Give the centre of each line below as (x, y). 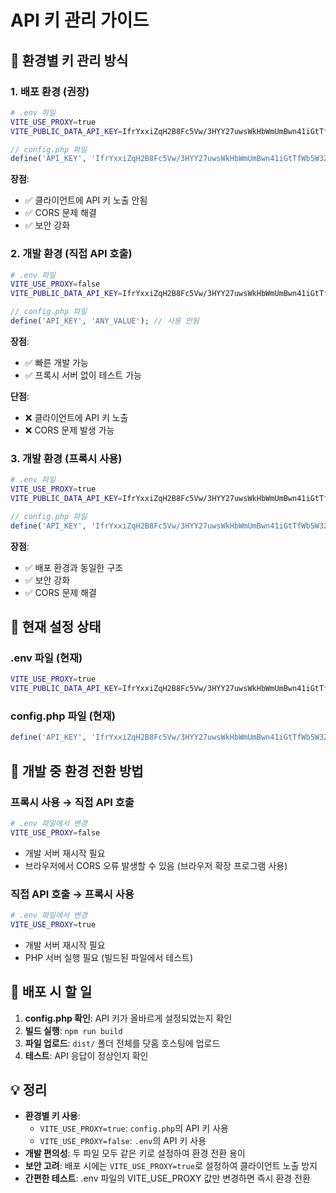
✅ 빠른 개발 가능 (56, 362)
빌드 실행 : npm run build (73, 1030)
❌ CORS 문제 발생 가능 (69, 430)
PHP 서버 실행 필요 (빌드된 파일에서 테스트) (109, 957)
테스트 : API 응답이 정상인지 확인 (86, 1055)
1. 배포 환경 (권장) (50, 91)
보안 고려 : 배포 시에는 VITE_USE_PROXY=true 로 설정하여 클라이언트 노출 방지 (171, 1166)
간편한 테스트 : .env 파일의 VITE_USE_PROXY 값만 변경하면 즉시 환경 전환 (167, 1178)
